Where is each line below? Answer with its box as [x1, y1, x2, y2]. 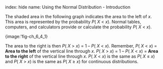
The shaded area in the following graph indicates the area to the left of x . [5, 14, 152, 19]
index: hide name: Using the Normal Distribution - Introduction [5, 4, 131, 10]
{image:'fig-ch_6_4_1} [5, 34, 48, 39]
